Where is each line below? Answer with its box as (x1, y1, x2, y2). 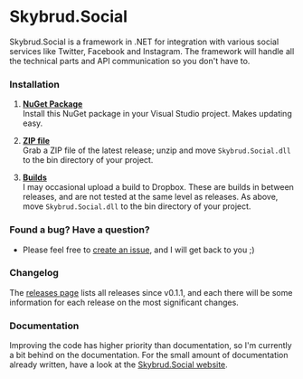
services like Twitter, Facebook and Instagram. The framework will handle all (9, 45, 295, 56)
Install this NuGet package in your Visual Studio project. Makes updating (22, 109, 292, 119)
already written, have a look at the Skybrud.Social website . (9, 359, 228, 370)
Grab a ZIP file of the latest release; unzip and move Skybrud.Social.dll (22, 145, 291, 156)
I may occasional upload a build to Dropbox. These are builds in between (22, 182, 294, 193)
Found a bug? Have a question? (9, 223, 151, 236)
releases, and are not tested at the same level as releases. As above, (22, 192, 279, 203)
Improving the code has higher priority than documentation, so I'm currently (9, 340, 292, 351)
